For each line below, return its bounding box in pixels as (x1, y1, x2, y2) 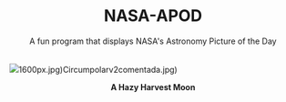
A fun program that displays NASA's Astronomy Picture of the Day (29, 36, 277, 46)
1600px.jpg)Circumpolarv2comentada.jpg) (18, 64, 178, 75)
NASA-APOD (103, 5, 203, 26)
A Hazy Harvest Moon (110, 81, 196, 92)
